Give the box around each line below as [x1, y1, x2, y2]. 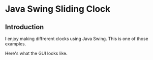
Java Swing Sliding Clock [5, 3, 111, 15]
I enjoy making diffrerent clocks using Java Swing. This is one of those [5, 36, 149, 41]
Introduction [5, 23, 44, 31]
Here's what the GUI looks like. [5, 50, 68, 56]
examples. [5, 41, 26, 47]
